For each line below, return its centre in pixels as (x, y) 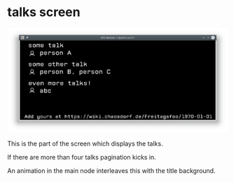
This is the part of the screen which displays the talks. (85, 143)
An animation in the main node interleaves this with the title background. (111, 170)
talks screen (44, 12)
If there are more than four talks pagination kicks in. (82, 157)
